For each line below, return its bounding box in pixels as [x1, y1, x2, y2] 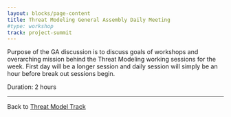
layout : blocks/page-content [7, 10, 91, 17]
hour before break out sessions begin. [7, 70, 115, 78]
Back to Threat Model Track [7, 103, 86, 111]
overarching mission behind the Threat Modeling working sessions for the [7, 55, 217, 64]
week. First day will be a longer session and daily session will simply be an [7, 62, 218, 70]
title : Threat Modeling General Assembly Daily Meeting [7, 16, 170, 23]
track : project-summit [7, 29, 72, 36]
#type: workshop [7, 23, 54, 29]
